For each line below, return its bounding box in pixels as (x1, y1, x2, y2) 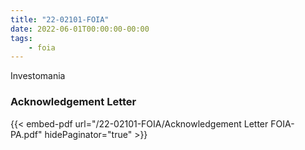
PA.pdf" (10, 128, 43, 140)
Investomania (10, 70, 66, 82)
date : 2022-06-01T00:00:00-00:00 (10, 24, 150, 34)
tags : (10, 33, 33, 43)
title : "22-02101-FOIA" (10, 14, 110, 25)
